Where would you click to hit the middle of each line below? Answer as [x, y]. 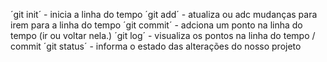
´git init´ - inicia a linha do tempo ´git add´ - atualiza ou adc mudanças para [164, 14]
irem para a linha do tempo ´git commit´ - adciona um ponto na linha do [156, 25]
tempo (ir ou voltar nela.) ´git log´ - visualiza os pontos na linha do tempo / [163, 35]
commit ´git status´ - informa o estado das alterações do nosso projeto [156, 46]
